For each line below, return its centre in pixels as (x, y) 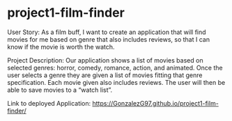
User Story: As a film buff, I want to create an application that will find (107, 32)
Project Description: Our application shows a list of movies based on (105, 60)
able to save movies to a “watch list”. (60, 90)
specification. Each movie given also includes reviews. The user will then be (116, 82)
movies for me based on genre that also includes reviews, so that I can (109, 39)
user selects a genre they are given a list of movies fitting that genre (105, 75)
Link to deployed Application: (49, 103)
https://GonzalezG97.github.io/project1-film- (156, 103)
